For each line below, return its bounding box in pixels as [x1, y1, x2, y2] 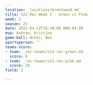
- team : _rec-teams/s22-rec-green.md [5, 49, 84, 54]
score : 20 [9, 63, 30, 68]
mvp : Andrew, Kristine [5, 30, 52, 35]
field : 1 [5, 68, 23, 73]
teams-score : [5, 44, 32, 49]
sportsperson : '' [5, 40, 41, 45]
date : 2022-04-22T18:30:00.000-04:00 [5, 26, 84, 31]
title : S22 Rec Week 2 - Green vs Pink [5, 12, 88, 17]
